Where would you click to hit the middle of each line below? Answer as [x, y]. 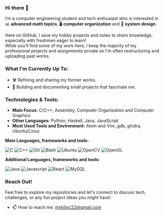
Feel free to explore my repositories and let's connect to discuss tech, [75, 192]
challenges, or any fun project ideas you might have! [58, 197]
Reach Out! [19, 182]
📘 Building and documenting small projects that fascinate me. [74, 87]
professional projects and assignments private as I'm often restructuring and [82, 51]
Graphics [21, 115]
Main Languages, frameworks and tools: [47, 140]
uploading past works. [28, 56]
